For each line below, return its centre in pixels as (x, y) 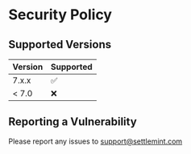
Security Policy (60, 15)
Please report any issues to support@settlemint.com (95, 141)
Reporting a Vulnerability (73, 122)
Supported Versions (60, 45)
